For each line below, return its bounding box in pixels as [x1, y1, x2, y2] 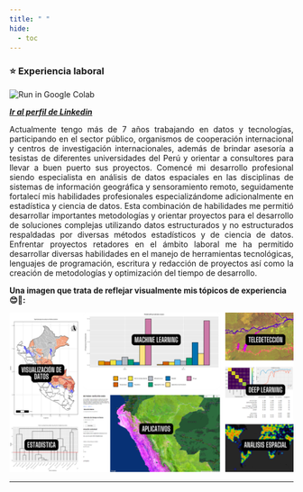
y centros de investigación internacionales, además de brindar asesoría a [9, 142, 294, 153]
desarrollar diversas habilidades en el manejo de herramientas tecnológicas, [9, 248, 294, 259]
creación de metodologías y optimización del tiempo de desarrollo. [9, 267, 258, 278]
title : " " [9, 14, 50, 23]
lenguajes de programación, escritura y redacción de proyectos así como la [9, 258, 294, 269]
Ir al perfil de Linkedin [9, 106, 93, 117]
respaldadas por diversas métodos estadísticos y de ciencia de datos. [9, 229, 294, 240]
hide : [9, 23, 30, 33]
